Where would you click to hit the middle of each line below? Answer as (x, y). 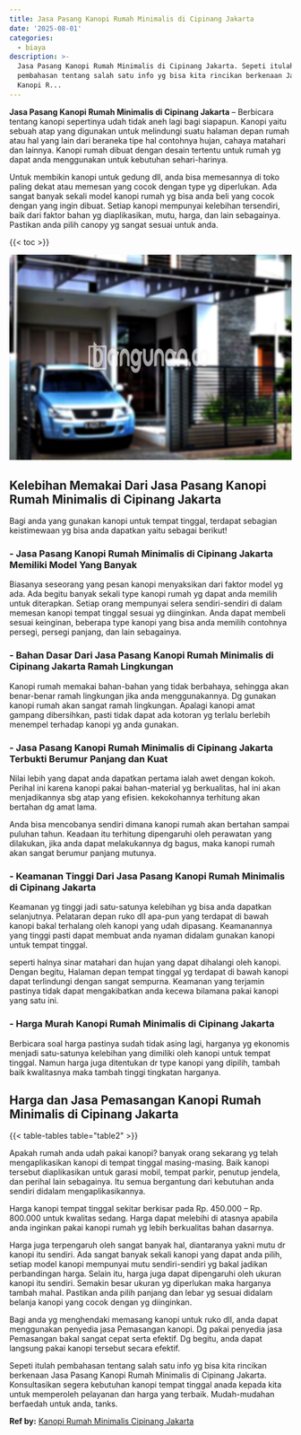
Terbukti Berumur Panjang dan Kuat (89, 758)
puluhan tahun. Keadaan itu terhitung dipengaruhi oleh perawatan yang (141, 834)
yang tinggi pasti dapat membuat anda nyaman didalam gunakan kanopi (142, 936)
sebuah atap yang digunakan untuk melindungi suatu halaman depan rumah (149, 131)
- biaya (32, 48)
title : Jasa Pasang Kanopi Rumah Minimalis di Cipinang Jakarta (132, 19)
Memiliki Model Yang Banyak (73, 565)
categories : (31, 38)
